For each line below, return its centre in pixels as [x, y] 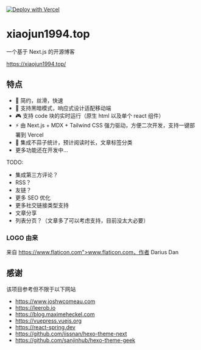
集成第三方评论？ [37, 174]
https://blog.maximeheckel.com [55, 314]
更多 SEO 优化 [33, 198]
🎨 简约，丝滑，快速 [39, 100]
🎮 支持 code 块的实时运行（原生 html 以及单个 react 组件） [90, 115]
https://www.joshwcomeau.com [55, 301]
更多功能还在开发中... [41, 150]
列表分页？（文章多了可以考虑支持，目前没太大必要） [82, 220]
